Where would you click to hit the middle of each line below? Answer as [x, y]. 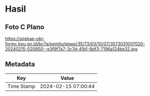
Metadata [20, 64]
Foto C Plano [25, 27]
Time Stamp [21, 86]
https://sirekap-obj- [25, 38]
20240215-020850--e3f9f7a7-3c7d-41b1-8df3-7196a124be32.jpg [71, 49]
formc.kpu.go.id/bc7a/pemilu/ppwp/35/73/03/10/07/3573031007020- [75, 44]
